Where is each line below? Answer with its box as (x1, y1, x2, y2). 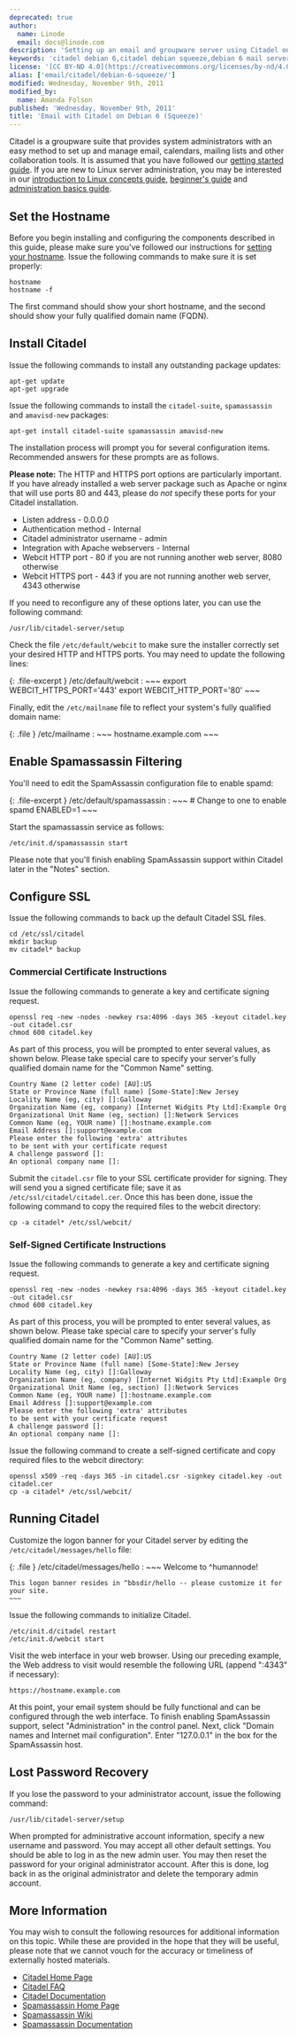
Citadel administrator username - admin (21, 533, 168, 543)
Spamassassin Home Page (21, 2000, 120, 2011)
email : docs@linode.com (17, 37, 104, 47)
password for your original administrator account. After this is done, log (9, 1858, 270, 1870)
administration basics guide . (9, 183, 112, 194)
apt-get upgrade (9, 385, 69, 393)
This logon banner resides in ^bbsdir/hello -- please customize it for (9, 1578, 283, 1587)
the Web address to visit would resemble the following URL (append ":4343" (9, 1659, 288, 1670)
